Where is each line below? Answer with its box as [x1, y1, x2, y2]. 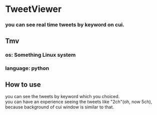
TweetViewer [5, 3, 62, 15]
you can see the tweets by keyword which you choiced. [5, 94, 120, 100]
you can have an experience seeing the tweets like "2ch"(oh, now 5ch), [5, 99, 152, 105]
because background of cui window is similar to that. [5, 104, 114, 110]
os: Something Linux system [5, 51, 76, 58]
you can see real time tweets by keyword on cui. [5, 21, 124, 28]
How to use [5, 80, 41, 89]
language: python [5, 65, 49, 72]
